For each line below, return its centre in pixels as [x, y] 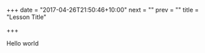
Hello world [23, 43]
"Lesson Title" [26, 17]
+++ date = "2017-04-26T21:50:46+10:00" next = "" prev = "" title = [103, 10]
